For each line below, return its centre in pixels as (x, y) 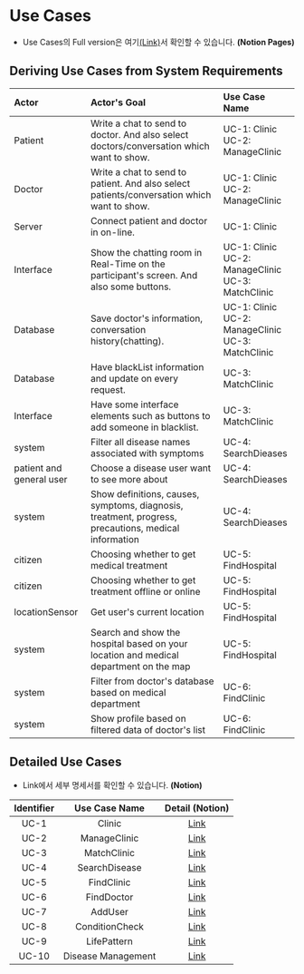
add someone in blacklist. (144, 427)
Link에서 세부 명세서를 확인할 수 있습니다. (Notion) (112, 784)
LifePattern (109, 941)
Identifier (34, 808)
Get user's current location (147, 611)
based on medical (128, 692)
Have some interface (134, 404)
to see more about (129, 479)
